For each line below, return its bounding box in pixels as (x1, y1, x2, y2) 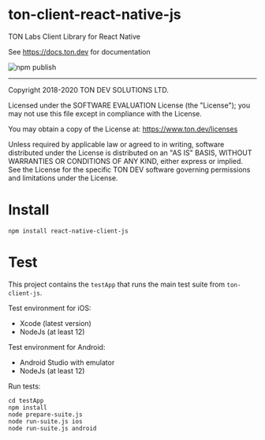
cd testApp (8, 396, 44, 404)
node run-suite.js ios (8, 417, 83, 425)
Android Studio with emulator (19, 358, 115, 367)
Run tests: (8, 381, 41, 391)
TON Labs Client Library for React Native (8, 32, 140, 41)
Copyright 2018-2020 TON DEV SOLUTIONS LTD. (8, 85, 170, 94)
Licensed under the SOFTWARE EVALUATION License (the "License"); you (8, 101, 251, 110)
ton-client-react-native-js (8, 6, 181, 24)
